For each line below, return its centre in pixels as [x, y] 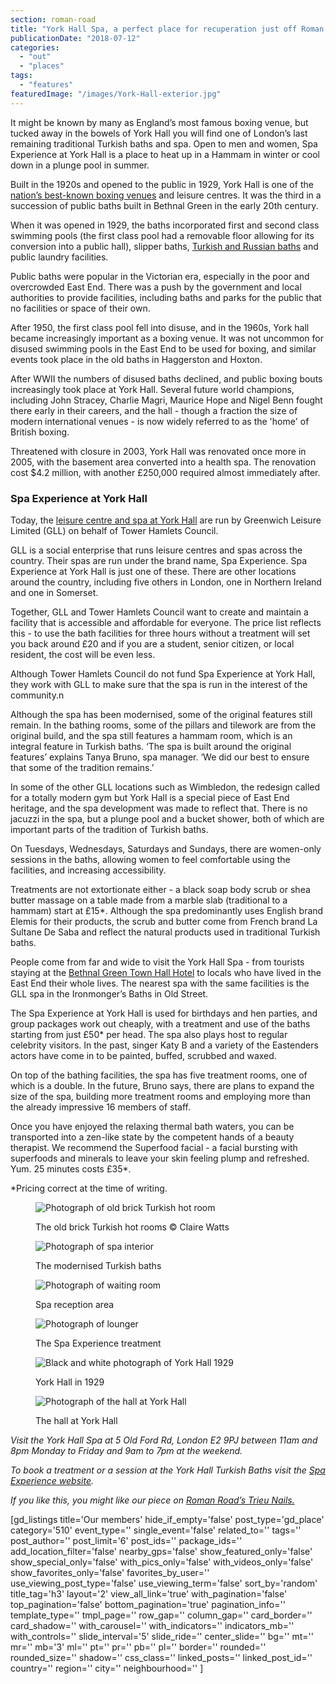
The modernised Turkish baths [98, 1265]
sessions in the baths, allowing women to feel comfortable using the [150, 859]
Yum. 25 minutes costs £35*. [71, 1168]
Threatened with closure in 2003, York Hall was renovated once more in [158, 451]
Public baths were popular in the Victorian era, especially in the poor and [160, 276]
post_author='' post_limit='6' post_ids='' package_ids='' [126, 1540]
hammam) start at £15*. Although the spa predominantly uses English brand [167, 910]
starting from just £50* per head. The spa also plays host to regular [149, 1034]
